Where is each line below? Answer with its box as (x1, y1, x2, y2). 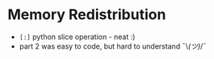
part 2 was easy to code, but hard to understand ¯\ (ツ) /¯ (19, 41, 207, 51)
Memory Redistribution (7, 6, 166, 24)
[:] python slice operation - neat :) (19, 32, 136, 41)
